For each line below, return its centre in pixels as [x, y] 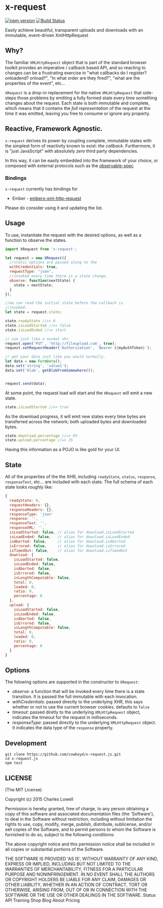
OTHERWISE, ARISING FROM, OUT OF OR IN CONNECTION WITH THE [76, 890]
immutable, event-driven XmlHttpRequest [47, 35]
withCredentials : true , [33, 267]
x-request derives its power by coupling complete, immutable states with [79, 140]
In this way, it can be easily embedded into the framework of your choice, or [82, 160]
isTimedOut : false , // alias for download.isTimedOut [69, 551]
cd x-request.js [21, 759]
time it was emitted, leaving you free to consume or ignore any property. [78, 113]
